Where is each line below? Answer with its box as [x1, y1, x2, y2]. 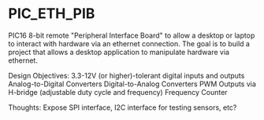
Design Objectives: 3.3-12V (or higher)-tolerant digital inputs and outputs [8, 71, 245, 80]
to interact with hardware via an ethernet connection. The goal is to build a [8, 38, 251, 48]
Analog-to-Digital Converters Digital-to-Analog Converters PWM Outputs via [8, 79, 256, 89]
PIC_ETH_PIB [8, 5, 95, 23]
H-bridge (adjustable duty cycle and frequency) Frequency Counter [8, 87, 228, 96]
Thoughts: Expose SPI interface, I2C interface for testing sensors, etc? [8, 103, 237, 112]
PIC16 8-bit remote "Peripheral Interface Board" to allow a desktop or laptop [8, 31, 255, 40]
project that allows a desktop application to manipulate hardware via [8, 47, 230, 56]
